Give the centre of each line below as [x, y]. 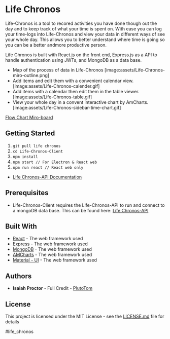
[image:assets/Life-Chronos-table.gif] [52, 97]
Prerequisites [27, 193]
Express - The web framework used [50, 244]
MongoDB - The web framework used [52, 249]
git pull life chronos [37, 146]
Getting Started [30, 134]
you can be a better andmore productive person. [56, 45]
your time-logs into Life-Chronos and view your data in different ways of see [85, 34]
